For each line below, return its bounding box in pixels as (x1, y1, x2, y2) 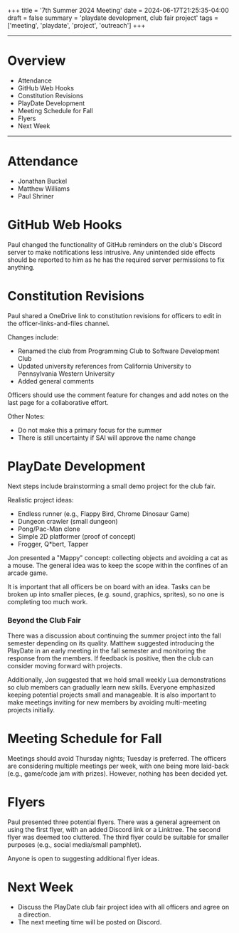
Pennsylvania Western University (17, 369, 115, 378)
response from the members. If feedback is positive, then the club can (7, 654, 213, 663)
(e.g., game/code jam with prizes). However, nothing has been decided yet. (7, 769, 228, 778)
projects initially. (7, 705, 55, 714)
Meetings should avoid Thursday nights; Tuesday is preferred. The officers (7, 754, 227, 762)
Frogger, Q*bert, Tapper (17, 539, 89, 548)
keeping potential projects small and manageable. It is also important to (7, 690, 217, 699)
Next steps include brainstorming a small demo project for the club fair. (7, 482, 216, 490)
